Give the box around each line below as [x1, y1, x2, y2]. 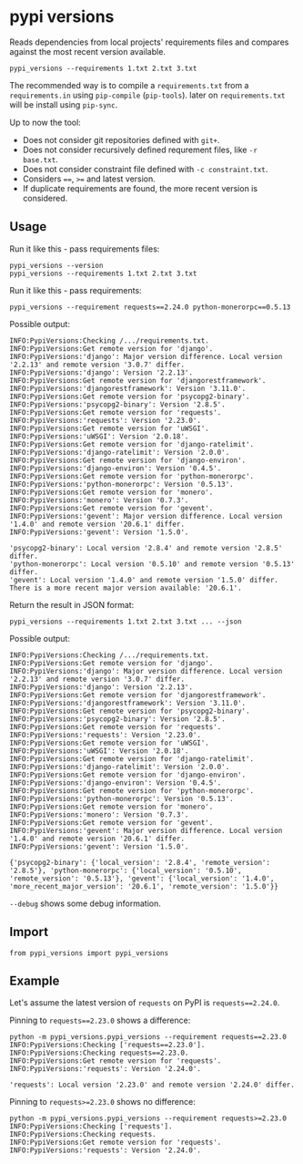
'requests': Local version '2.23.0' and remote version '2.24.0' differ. [9, 1080, 296, 1090]
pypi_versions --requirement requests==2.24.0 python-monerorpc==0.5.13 [9, 303, 291, 312]
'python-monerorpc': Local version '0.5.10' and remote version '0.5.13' [9, 559, 296, 569]
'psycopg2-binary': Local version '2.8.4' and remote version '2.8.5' [9, 543, 283, 552]
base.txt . [22, 153, 59, 165]
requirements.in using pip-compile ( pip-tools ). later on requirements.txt [9, 89, 286, 100]
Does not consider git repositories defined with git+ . [22, 134, 220, 145]
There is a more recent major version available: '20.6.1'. [9, 583, 243, 592]
